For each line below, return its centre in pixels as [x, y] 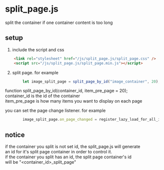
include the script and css [38, 49]
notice [15, 135]
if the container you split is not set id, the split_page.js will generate [73, 147]
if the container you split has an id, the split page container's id [68, 157]
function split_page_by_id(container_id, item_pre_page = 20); [66, 91]
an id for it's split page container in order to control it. [59, 152]
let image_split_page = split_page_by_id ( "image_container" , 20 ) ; [92, 82]
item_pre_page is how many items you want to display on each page [74, 101]
